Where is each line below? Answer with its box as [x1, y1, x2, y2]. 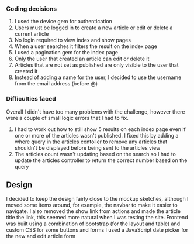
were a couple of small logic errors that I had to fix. [6, 114, 129, 121]
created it [14, 68, 38, 75]
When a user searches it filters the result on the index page [14, 43, 158, 50]
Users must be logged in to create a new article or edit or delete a [14, 24, 173, 31]
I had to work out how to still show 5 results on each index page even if [14, 125, 186, 133]
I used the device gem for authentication [14, 18, 112, 25]
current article [14, 30, 49, 37]
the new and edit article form [6, 233, 76, 240]
